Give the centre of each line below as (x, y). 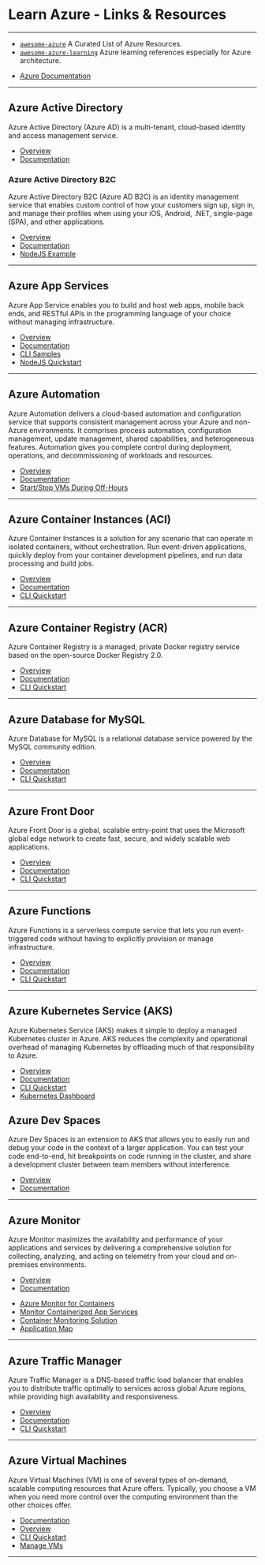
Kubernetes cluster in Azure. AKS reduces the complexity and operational (128, 1038)
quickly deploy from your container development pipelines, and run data (125, 555)
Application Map (46, 1329)
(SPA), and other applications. (56, 222)
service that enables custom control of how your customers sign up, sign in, (132, 205)
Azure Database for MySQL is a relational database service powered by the (130, 738)
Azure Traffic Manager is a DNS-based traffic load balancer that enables (126, 1380)
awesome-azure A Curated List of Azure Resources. (101, 43)
